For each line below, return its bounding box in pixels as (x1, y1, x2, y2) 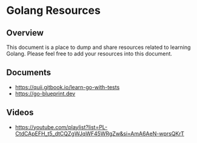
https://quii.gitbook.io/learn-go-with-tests (15, 83, 120, 91)
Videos (6, 107, 34, 118)
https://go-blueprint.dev (15, 90, 76, 97)
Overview (6, 28, 44, 38)
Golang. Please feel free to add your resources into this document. (6, 50, 173, 57)
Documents (6, 68, 52, 78)
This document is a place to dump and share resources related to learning (6, 43, 191, 51)
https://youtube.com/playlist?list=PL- (15, 123, 108, 130)
